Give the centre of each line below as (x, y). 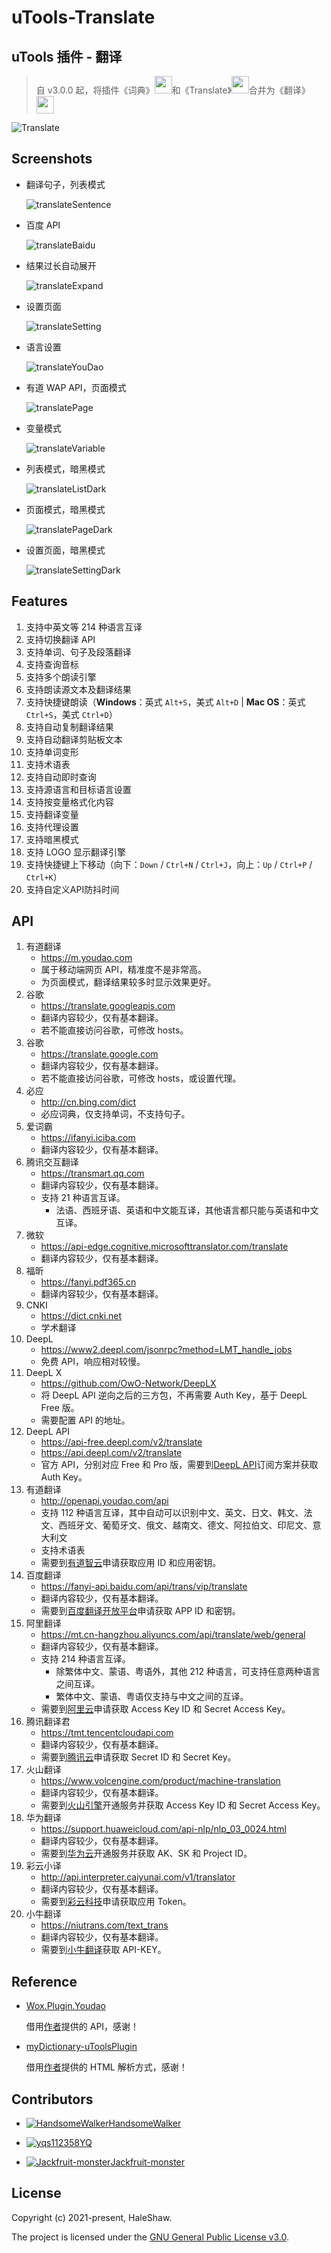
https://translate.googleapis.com (108, 1006)
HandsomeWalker (145, 2123)
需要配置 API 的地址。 (85, 1420)
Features (39, 601)
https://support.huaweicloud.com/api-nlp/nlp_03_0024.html (163, 1829)
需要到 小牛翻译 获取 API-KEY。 (103, 1950)
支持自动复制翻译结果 (69, 727)
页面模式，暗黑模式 (65, 509)
